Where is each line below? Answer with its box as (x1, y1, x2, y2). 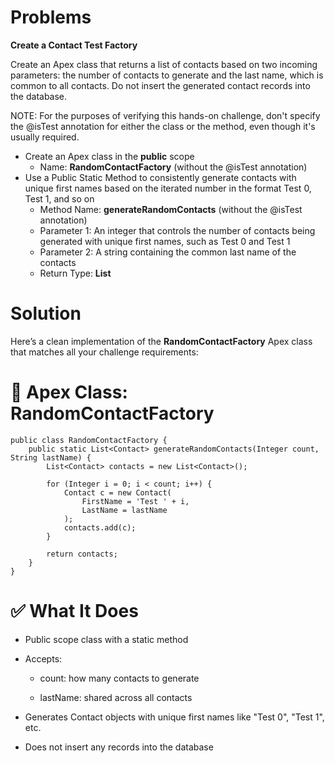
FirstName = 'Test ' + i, (81, 496, 190, 506)
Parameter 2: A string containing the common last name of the (39, 246, 297, 258)
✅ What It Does (10, 600, 139, 622)
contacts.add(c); (63, 522, 137, 533)
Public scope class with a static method (24, 633, 189, 645)
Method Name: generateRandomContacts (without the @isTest (39, 203, 303, 215)
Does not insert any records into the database (24, 741, 214, 753)
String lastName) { (10, 452, 92, 463)
